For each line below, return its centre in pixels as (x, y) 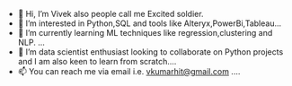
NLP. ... (31, 42)
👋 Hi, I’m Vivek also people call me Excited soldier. (111, 14)
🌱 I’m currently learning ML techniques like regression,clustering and (145, 33)
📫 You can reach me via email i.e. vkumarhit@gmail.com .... (129, 71)
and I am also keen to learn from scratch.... (97, 61)
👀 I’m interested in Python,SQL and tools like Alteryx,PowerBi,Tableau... (150, 23)
